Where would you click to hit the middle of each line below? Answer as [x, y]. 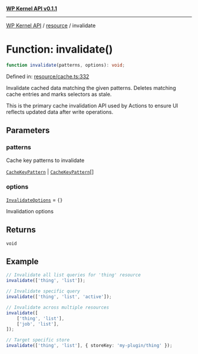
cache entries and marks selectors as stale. [59, 94]
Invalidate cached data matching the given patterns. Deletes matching [91, 87]
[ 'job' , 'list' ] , [38, 324]
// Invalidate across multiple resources [58, 307]
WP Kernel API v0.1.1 [32, 9]
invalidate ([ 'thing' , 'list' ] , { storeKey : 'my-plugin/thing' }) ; [89, 346]
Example [22, 262]
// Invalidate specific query [43, 291]
